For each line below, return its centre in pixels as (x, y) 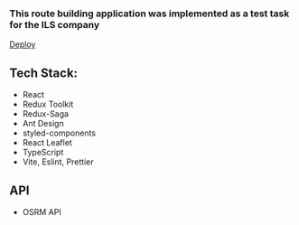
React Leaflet (47, 143)
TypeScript (43, 153)
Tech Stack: (44, 73)
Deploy (23, 44)
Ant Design (43, 124)
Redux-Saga (46, 114)
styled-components (59, 133)
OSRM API (42, 211)
